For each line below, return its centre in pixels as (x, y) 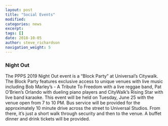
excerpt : (14, 29)
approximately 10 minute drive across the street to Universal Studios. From (83, 108)
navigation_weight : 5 (28, 47)
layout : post (19, 10)
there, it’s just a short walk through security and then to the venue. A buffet (83, 113)
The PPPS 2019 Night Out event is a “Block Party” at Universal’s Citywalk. (82, 76)
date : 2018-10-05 (24, 38)
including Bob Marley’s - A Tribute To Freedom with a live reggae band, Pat (83, 87)
